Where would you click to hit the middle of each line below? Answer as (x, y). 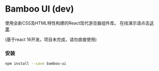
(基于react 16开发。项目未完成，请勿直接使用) (51, 39)
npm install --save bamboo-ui (36, 64)
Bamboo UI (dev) (40, 9)
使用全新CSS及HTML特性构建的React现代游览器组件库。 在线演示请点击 (77, 23)
